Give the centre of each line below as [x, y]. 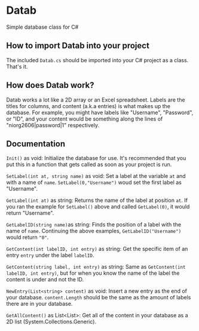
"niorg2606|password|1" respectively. [53, 125]
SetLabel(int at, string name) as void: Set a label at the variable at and [96, 176]
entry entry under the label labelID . [50, 255]
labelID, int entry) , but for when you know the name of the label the [93, 273]
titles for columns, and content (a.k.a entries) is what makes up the [88, 106]
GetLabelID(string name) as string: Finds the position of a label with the [94, 225]
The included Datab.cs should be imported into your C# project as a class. [97, 60]
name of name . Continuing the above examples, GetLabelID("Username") [94, 231]
